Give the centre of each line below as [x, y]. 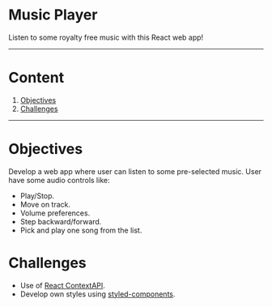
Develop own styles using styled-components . [98, 294]
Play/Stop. [37, 195]
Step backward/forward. [61, 221]
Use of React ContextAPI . [62, 285]
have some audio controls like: [59, 180]
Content [36, 78]
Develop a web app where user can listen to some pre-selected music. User [135, 171]
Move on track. [45, 204]
